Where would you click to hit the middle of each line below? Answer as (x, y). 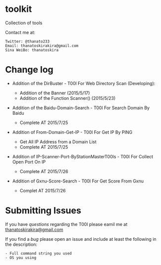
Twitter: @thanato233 (27, 41)
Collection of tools (24, 23)
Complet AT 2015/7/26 (43, 190)
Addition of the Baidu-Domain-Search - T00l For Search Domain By (81, 108)
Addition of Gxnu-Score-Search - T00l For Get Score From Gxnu (78, 181)
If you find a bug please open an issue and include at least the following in (81, 239)
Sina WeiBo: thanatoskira (32, 50)
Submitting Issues (43, 211)
